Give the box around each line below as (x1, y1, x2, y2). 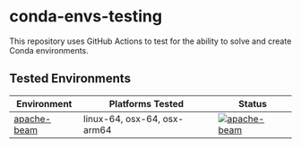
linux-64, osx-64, (83, 112, 161, 125)
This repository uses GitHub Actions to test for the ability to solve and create (9, 36, 292, 46)
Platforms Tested (108, 97, 185, 110)
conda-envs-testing (9, 6, 163, 27)
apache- (13, 112, 52, 125)
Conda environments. (9, 45, 90, 55)
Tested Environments (9, 71, 132, 86)
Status (238, 97, 267, 110)
